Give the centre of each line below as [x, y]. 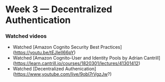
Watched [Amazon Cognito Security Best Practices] [67, 47]
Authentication [38, 20]
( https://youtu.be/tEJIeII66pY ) [44, 52]
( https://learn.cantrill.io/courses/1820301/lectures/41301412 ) [76, 63]
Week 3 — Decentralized [59, 9]
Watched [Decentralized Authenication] [54, 69]
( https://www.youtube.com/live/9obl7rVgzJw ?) [62, 74]
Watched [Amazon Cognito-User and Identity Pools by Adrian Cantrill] [86, 58]
